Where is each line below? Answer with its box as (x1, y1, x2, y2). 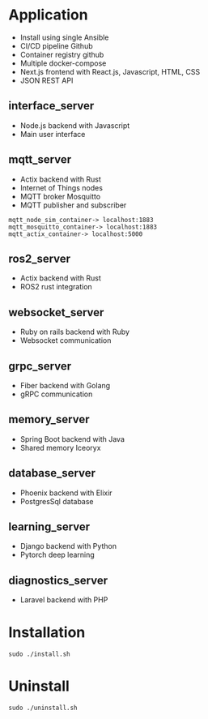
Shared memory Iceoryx (19, 443, 101, 452)
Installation (8, 623, 86, 642)
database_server (8, 466, 96, 480)
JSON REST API (19, 75, 74, 85)
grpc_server (8, 359, 71, 373)
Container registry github (19, 49, 104, 59)
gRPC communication (19, 389, 93, 399)
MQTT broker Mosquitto (19, 191, 101, 201)
